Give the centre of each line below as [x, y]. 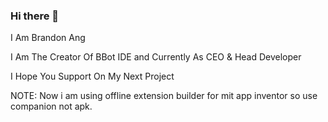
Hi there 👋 [35, 16]
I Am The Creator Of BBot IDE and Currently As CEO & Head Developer [156, 57]
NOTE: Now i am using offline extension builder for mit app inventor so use [164, 96]
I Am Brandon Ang [48, 38]
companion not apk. [51, 106]
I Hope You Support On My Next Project [92, 76]
